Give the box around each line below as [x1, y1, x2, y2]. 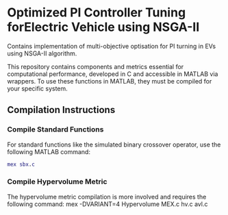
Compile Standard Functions [7, 125, 104, 134]
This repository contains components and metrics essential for [7, 62, 184, 71]
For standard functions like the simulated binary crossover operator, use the [7, 140, 221, 149]
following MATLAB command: [7, 147, 91, 155]
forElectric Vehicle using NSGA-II [7, 19, 200, 35]
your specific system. [7, 84, 68, 92]
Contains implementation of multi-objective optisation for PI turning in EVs [7, 42, 216, 50]
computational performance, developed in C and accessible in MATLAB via [7, 70, 218, 78]
